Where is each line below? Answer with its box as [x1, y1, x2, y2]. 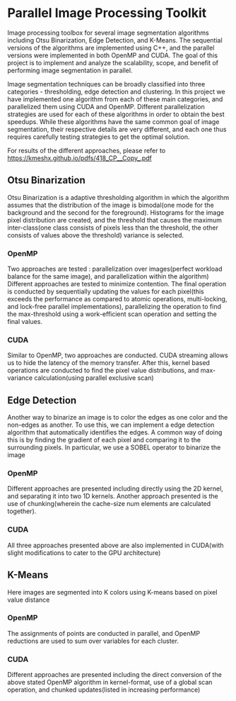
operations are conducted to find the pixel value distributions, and [7, 366, 199, 375]
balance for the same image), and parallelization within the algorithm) [7, 272, 210, 281]
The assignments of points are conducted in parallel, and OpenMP [7, 629, 200, 637]
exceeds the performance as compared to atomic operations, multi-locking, [7, 295, 228, 303]
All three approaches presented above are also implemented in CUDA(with [7, 541, 224, 549]
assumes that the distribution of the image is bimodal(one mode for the [7, 201, 214, 209]
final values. [7, 318, 42, 326]
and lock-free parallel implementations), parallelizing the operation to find [7, 303, 221, 311]
